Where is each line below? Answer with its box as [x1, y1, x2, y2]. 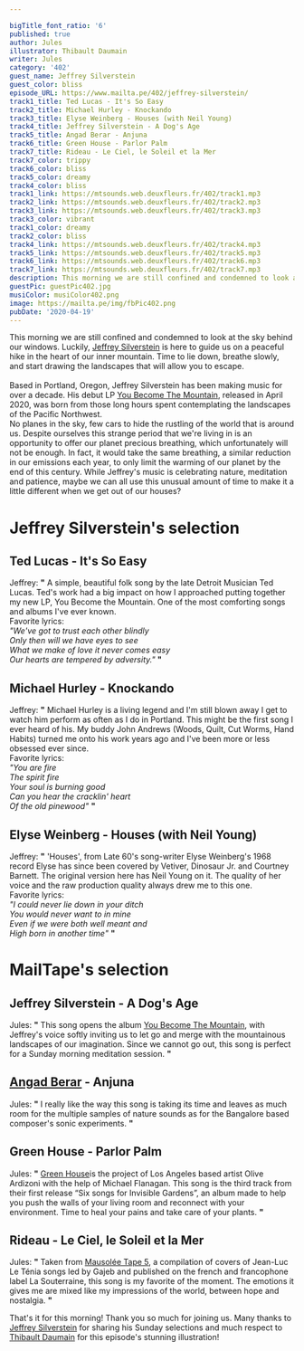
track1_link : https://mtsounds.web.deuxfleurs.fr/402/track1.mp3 [9, 189, 261, 199]
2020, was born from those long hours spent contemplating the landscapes [9, 399, 291, 410]
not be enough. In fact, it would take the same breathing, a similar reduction [9, 447, 291, 458]
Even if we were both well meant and [9, 918, 147, 928]
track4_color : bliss [9, 181, 88, 190]
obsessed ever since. [9, 743, 90, 754]
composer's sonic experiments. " [9, 1118, 134, 1128]
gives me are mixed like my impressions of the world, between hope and [9, 1286, 280, 1297]
